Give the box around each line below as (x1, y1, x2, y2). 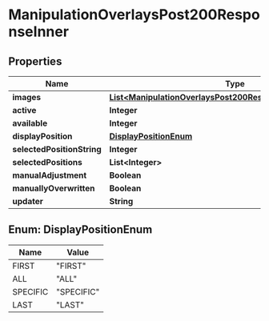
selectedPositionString (12, 144, 102, 154)
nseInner (8, 22, 70, 41)
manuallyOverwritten (12, 183, 95, 194)
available (12, 118, 48, 129)
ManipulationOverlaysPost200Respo (8, 6, 260, 24)
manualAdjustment (12, 170, 87, 181)
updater (12, 196, 44, 207)
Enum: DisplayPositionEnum (8, 223, 153, 237)
